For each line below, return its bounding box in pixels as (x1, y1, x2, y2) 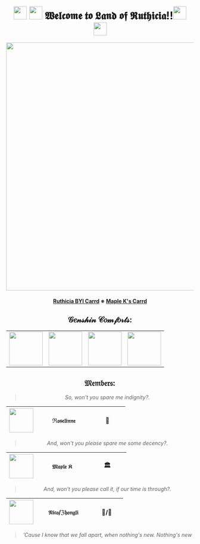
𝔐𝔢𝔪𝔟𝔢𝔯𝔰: (84, 378, 116, 388)
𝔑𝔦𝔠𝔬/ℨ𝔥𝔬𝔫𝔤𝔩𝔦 (48, 508, 79, 516)
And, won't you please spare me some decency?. (46, 440, 168, 447)
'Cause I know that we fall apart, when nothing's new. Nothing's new (23, 531, 192, 539)
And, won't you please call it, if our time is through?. (43, 486, 171, 493)
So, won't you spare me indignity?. (64, 394, 150, 401)
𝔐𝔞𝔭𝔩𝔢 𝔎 (52, 462, 73, 471)
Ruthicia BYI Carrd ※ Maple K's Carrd (52, 297, 148, 304)
